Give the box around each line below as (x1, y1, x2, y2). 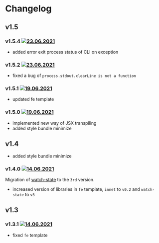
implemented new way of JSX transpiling (12, 120, 97, 126)
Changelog (5, 3, 52, 14)
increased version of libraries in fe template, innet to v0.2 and (12, 186, 141, 192)
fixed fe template (12, 232, 48, 238)
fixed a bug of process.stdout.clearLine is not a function (12, 73, 136, 79)
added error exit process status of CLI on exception (12, 49, 119, 55)
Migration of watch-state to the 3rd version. (5, 176, 95, 182)
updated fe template (12, 96, 54, 102)
